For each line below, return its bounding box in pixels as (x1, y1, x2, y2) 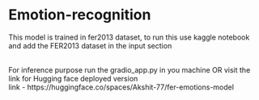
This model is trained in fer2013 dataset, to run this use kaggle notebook (8, 32, 250, 42)
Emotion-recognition (8, 6, 151, 24)
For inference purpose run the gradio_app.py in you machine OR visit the (8, 65, 251, 74)
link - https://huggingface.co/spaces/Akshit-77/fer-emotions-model (8, 82, 235, 92)
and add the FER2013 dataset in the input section (8, 40, 172, 50)
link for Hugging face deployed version (8, 73, 138, 83)
